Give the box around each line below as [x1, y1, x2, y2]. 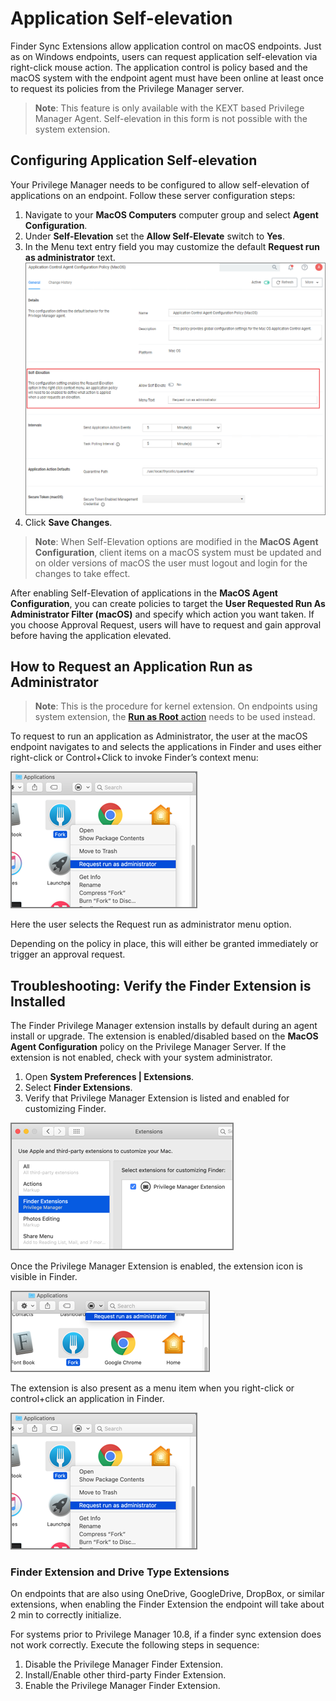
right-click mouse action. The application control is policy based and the [10, 61, 308, 73]
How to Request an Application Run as [10, 658, 253, 675]
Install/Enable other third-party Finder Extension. [24, 1669, 227, 1681]
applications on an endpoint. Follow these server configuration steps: [10, 189, 296, 201]
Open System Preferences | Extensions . [24, 1071, 195, 1083]
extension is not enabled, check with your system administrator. [10, 1052, 273, 1064]
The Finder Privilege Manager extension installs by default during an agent [10, 1020, 318, 1032]
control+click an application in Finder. [10, 1393, 165, 1405]
